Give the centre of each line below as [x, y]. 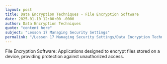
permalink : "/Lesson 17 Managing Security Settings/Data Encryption [78, 37]
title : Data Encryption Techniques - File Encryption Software [72, 14]
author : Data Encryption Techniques [43, 23]
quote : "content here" [29, 28]
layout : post [19, 10]
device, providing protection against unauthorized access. [65, 56]
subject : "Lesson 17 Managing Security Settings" [58, 32]
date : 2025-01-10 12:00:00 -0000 [40, 19]
